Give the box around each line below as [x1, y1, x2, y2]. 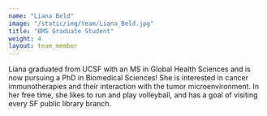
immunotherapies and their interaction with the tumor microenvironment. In [8, 82, 260, 92]
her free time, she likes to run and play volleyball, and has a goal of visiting [8, 90, 258, 100]
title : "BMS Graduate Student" [8, 27, 114, 35]
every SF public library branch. [8, 99, 112, 109]
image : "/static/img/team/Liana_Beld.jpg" [8, 19, 154, 28]
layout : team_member [8, 42, 79, 50]
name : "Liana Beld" [8, 11, 75, 20]
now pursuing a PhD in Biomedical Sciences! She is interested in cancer [8, 73, 249, 83]
